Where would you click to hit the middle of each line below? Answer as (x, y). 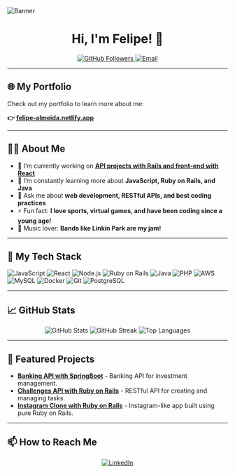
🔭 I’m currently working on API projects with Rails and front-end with (118, 166)
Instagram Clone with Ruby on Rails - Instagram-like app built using (116, 406)
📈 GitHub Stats (41, 310)
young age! (34, 221)
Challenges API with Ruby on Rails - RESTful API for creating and (112, 391)
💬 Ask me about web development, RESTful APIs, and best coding (114, 195)
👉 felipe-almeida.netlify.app (51, 117)
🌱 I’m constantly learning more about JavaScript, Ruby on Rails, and (116, 180)
